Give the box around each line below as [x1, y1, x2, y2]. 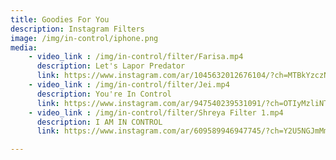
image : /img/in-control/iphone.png [10, 33, 159, 43]
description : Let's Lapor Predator [36, 61, 186, 71]
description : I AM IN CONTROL [36, 117, 163, 127]
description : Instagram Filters [10, 24, 145, 34]
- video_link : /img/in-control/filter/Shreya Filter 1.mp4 [28, 107, 284, 118]
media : [10, 42, 38, 53]
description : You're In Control [36, 89, 172, 99]
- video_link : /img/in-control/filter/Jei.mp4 [28, 80, 230, 90]
